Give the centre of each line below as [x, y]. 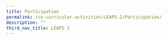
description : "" [26, 22]
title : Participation [33, 11]
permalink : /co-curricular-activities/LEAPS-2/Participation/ [84, 17]
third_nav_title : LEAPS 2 [38, 28]
